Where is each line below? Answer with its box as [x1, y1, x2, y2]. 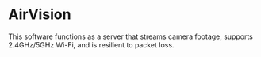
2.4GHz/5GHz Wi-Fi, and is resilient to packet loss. [8, 40, 175, 49]
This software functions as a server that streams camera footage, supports [8, 32, 254, 41]
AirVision [8, 6, 71, 24]
